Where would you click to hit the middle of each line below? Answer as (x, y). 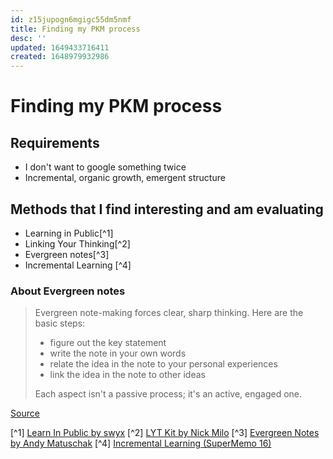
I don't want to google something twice (105, 167)
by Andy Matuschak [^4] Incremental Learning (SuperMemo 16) (141, 443)
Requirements (55, 142)
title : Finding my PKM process (75, 29)
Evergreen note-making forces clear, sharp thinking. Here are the (169, 313)
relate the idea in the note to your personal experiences (163, 364)
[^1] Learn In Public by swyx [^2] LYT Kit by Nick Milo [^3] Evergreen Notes (165, 433)
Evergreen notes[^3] (67, 254)
